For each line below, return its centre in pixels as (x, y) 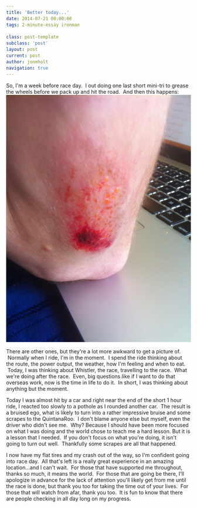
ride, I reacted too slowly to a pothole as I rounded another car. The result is (98, 407)
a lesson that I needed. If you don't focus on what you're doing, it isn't (91, 438)
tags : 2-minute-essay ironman (43, 25)
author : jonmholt (27, 62)
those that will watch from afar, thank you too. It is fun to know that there (94, 493)
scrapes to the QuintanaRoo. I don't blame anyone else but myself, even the (98, 419)
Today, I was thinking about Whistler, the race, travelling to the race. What (97, 370)
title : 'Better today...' (38, 12)
